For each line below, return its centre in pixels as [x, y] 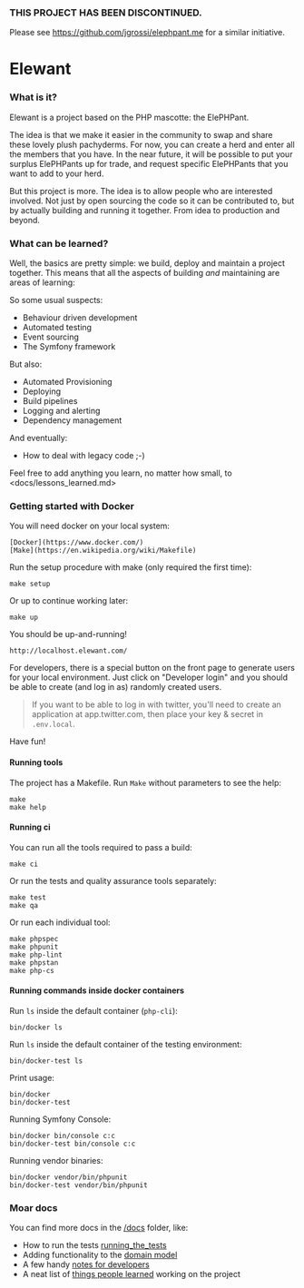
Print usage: [32, 1077]
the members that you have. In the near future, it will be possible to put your [151, 154]
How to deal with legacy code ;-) [83, 456]
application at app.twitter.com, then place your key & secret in [147, 714]
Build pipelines [50, 401]
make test [28, 897]
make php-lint [36, 955]
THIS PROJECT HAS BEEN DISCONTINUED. [106, 13]
